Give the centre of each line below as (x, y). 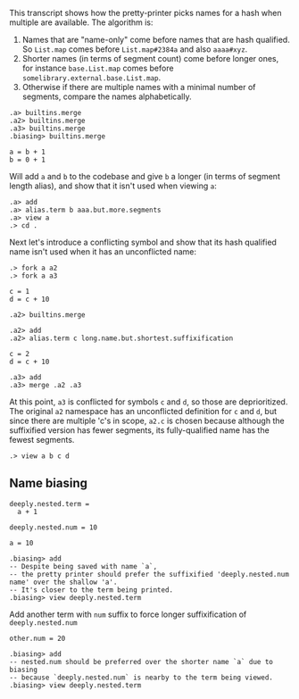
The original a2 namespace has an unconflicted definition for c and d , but (143, 411)
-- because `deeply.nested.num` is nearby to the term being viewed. (141, 678)
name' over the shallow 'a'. (63, 582)
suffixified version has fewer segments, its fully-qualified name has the (139, 430)
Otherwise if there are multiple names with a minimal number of (139, 87)
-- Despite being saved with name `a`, (83, 566)
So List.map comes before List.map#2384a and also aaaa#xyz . (135, 49)
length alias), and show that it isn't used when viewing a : (113, 186)
